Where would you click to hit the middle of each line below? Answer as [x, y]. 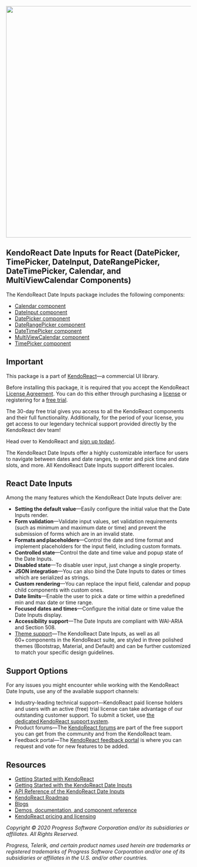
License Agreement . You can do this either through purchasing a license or [96, 393]
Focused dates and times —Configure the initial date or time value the [99, 609]
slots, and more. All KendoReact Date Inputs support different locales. [90, 465]
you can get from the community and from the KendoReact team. [93, 734]
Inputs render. [31, 515]
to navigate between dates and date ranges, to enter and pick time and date [98, 459]
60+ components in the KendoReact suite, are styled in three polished [99, 640]
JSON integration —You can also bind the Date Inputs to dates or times [100, 571]
